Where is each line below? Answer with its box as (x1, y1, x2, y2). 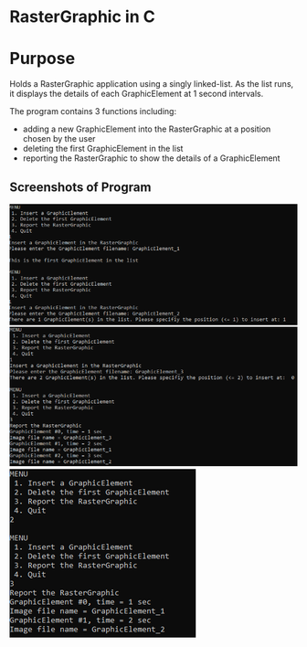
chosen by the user (22, 133, 96, 144)
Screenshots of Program (9, 179, 152, 195)
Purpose (9, 48, 76, 69)
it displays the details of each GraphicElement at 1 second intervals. (9, 89, 264, 100)
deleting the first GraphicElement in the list (22, 143, 184, 154)
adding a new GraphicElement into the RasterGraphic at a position (22, 123, 271, 134)
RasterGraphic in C (9, 6, 155, 27)
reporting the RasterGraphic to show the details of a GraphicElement (22, 153, 281, 164)
